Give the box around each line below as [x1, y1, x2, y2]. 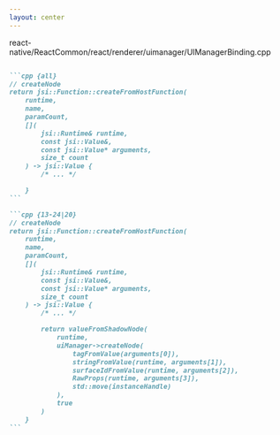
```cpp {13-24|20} [9, 210, 77, 219]
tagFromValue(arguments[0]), [72, 349, 179, 358]
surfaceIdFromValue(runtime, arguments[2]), [72, 366, 239, 375]
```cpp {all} [9, 72, 57, 80]
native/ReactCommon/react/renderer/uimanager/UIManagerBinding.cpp [9, 46, 271, 57]
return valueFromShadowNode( [41, 324, 148, 334]
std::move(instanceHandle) [72, 382, 172, 392]
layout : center [9, 12, 65, 22]
